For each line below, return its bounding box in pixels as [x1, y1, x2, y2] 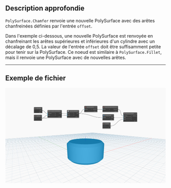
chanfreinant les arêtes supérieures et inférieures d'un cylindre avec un [5, 38, 155, 44]
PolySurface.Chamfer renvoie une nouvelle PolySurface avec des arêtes [5, 17, 155, 23]
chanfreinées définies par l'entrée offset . [5, 23, 93, 29]
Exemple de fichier [5, 74, 66, 83]
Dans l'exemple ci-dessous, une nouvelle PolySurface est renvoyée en [5, 33, 153, 39]
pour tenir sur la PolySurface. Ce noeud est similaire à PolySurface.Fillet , [5, 49, 162, 55]
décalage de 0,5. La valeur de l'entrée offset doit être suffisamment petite [5, 43, 161, 50]
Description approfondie [5, 4, 85, 13]
